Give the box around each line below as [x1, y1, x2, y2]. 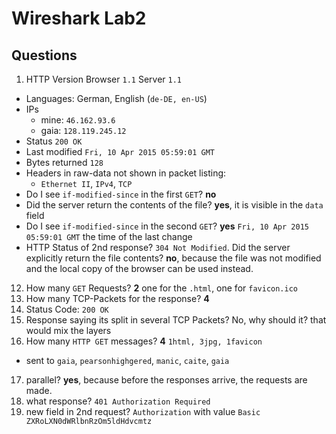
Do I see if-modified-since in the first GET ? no [25, 188, 217, 200]
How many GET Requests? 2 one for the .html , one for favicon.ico [25, 282, 298, 294]
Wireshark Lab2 [11, 7, 147, 30]
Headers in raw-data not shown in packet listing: [25, 167, 227, 179]
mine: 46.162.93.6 [40, 114, 116, 126]
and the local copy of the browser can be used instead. [25, 263, 254, 274]
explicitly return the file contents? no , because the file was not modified [25, 252, 322, 264]
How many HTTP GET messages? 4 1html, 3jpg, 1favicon [25, 335, 263, 347]
